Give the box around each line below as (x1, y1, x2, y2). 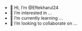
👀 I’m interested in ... (9, 10, 52, 16)
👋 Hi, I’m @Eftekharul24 (9, 5, 59, 10)
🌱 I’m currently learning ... (9, 15, 63, 21)
